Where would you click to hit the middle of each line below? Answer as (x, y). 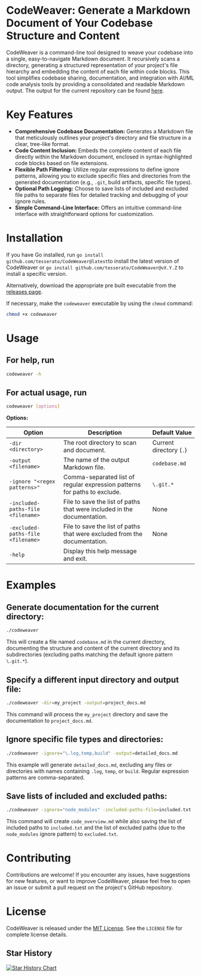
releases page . (25, 291)
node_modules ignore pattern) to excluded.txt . (62, 834)
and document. (84, 451)
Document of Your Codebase (80, 23)
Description (105, 433)
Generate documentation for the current (83, 607)
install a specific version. (37, 273)
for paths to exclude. (92, 492)
